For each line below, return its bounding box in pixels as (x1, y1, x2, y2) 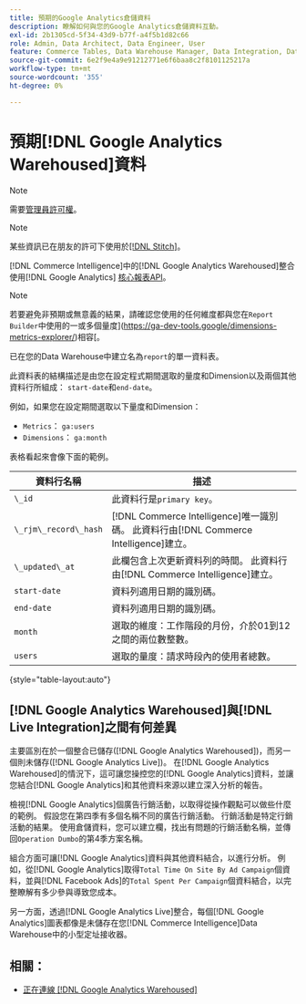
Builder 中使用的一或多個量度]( (9, 320, 125, 331)
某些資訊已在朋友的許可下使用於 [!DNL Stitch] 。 (9, 241, 186, 252)
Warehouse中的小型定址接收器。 (9, 929, 132, 940)
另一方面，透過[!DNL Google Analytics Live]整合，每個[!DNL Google (9, 906, 264, 917)
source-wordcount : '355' (9, 73, 104, 82)
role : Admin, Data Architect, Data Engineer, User (9, 38, 206, 48)
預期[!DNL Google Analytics (9, 131, 223, 151)
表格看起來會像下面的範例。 (9, 450, 114, 461)
